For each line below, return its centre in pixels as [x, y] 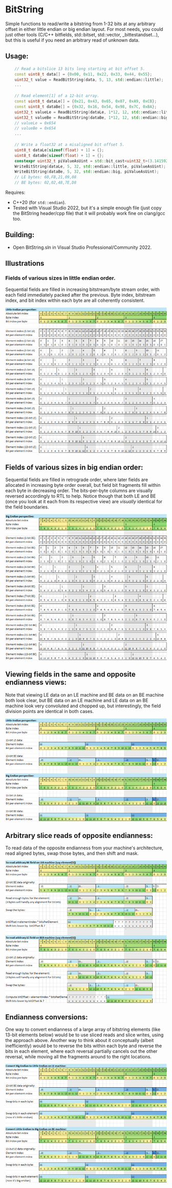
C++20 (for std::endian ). [39, 202]
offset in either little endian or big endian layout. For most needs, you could [84, 29]
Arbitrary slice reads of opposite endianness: [79, 836]
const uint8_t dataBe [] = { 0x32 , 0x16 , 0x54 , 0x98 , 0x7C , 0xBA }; [86, 106]
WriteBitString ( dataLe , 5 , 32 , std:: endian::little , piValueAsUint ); [90, 166]
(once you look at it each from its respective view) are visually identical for [84, 502]
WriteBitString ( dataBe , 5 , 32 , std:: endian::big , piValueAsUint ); [87, 172]
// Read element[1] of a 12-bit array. [57, 96]
